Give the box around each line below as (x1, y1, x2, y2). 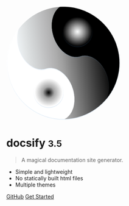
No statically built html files (15, 174, 83, 182)
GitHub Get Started (6, 193, 54, 200)
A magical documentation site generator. (21, 156, 124, 163)
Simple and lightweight (15, 168, 73, 176)
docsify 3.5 (6, 137, 62, 150)
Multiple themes (15, 181, 56, 188)
